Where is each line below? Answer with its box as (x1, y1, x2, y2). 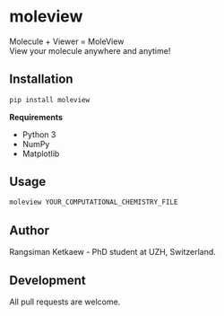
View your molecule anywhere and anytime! (9, 45, 171, 56)
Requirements (9, 111, 64, 122)
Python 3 (22, 128, 56, 140)
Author (9, 223, 49, 238)
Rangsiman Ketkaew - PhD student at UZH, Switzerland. (9, 247, 217, 258)
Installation (9, 72, 73, 87)
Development (9, 272, 87, 288)
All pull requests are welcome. (9, 296, 121, 307)
